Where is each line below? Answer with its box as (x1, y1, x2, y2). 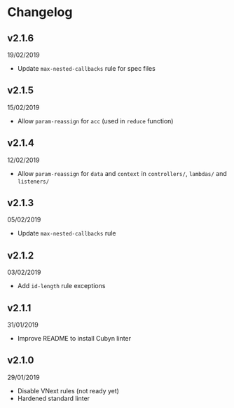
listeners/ (17, 178, 50, 185)
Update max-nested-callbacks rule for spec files (17, 64, 156, 72)
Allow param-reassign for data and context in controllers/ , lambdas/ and (17, 169, 228, 177)
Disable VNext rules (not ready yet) (17, 386, 119, 395)
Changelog (7, 4, 73, 20)
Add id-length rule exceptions (17, 282, 106, 290)
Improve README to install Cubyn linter (17, 334, 132, 343)
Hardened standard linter (17, 394, 90, 402)
